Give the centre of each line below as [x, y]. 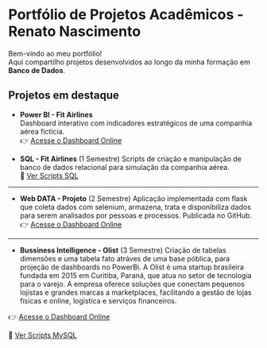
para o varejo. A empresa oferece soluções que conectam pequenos [132, 284]
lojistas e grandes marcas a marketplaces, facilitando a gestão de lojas [135, 292]
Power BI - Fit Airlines [56, 114]
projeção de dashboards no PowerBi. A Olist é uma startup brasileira [132, 267]
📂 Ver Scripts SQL [49, 176]
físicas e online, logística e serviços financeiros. [98, 300]
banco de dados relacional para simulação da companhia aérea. [125, 167]
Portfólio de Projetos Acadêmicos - [126, 15]
